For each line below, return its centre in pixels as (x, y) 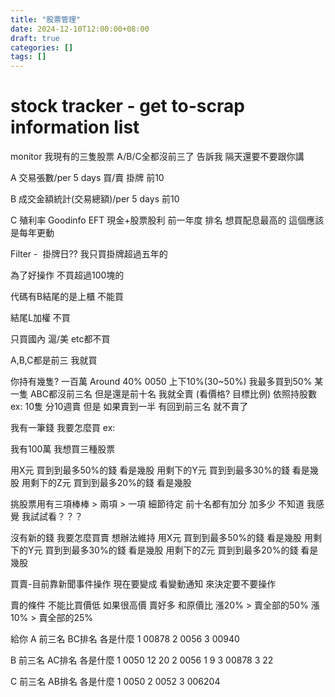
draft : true (35, 38)
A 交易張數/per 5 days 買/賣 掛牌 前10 (87, 178)
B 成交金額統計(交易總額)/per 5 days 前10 (95, 199)
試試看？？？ (56, 517)
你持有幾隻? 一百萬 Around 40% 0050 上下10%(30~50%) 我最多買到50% (161, 382)
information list (75, 127)
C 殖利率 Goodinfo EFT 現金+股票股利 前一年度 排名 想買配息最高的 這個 (158, 220)
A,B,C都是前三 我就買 (54, 360)
